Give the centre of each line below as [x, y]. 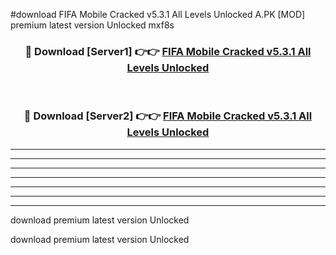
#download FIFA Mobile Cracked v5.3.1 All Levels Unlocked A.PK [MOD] [158, 14]
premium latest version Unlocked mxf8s [92, 25]
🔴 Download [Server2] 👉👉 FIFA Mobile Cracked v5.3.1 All [168, 116]
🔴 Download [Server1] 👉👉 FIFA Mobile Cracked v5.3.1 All [168, 51]
